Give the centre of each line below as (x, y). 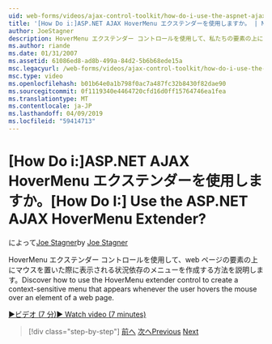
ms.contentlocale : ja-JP (50, 106)
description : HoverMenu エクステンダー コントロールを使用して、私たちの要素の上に (136, 38)
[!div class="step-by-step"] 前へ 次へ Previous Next (113, 331)
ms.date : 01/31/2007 (43, 53)
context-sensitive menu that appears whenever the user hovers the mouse (133, 289)
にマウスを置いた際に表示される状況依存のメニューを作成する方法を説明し (132, 270)
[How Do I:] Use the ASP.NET (149, 201)
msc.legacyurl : (34, 69)
